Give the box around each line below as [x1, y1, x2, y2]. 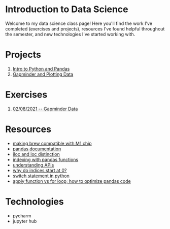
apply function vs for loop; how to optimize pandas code [12, 178, 131, 184]
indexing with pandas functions [12, 156, 79, 162]
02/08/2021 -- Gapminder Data [12, 106, 78, 112]
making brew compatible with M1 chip [12, 140, 92, 146]
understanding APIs [12, 161, 54, 168]
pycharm [12, 212, 31, 219]
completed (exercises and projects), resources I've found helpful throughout [5, 25, 165, 31]
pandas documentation [12, 146, 61, 152]
